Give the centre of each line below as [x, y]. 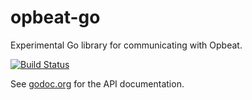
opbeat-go [55, 17]
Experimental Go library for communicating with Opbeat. [126, 45]
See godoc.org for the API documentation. [97, 83]
